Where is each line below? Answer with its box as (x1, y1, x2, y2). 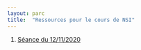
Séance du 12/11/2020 (17, 35, 81, 43)
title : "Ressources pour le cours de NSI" (7, 16, 135, 23)
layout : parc (7, 10, 45, 17)
